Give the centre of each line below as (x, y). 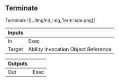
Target (16, 49)
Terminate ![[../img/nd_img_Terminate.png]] (50, 20)
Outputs (18, 63)
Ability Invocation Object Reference (70, 49)
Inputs (16, 32)
